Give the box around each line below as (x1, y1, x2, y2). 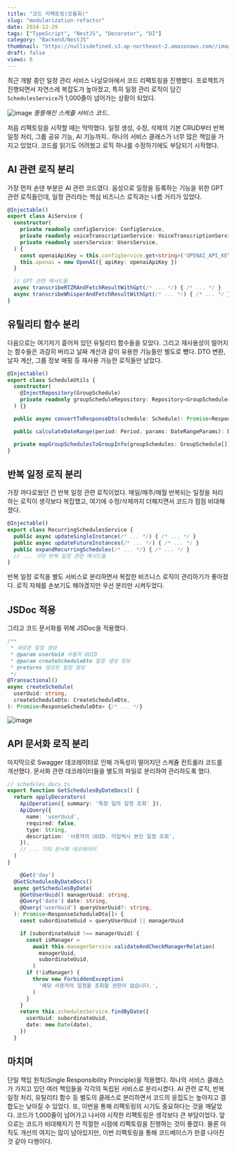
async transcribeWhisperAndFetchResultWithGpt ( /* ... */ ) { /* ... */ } (13, 291, 231, 298)
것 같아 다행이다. (7, 1137, 53, 1145)
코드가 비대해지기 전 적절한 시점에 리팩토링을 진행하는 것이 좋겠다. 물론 (25, 1119, 219, 1127)
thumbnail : (7, 43, 39, 50)
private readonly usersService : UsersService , (20, 239, 159, 246)
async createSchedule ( (7, 684, 74, 691)
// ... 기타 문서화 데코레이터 (20, 846, 97, 853)
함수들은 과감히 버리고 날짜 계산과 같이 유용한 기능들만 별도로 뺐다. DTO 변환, (14, 347, 226, 355)
